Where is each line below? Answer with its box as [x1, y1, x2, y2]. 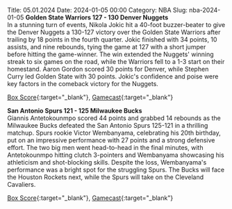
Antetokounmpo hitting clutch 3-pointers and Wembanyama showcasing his [7, 151, 224, 159]
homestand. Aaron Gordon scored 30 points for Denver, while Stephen [7, 65, 209, 73]
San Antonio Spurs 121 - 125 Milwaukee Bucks [7, 107, 142, 115]
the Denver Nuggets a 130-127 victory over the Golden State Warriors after [7, 28, 221, 36]
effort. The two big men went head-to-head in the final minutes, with [7, 144, 204, 151]
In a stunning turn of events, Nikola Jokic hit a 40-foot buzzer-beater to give [7, 21, 226, 28]
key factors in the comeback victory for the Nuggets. [7, 80, 158, 87]
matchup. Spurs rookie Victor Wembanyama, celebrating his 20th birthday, [7, 128, 221, 137]
